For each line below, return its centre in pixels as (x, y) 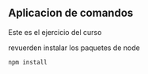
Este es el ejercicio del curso (55, 32)
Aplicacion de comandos (71, 13)
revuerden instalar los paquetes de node (74, 48)
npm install (28, 62)
